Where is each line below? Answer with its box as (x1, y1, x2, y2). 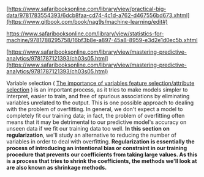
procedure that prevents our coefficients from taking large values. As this (6, 151, 198, 158)
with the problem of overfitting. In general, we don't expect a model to (6, 106, 183, 112)
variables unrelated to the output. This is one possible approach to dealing (6, 99, 194, 106)
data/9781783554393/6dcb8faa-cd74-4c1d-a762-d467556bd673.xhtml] (6, 12, 190, 19)
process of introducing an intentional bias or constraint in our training (6, 145, 187, 151)
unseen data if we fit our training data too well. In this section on (6, 125, 170, 132)
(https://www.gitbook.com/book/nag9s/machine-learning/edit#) (6, 18, 168, 25)
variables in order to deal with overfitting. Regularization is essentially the (6, 138, 195, 145)
